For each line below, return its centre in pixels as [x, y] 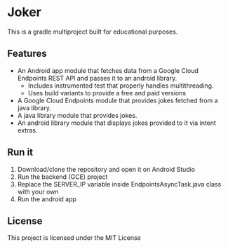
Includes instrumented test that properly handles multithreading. [121, 86]
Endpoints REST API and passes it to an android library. [97, 78]
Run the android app [47, 199]
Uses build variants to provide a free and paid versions [107, 93]
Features [27, 54]
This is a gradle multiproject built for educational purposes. [93, 32]
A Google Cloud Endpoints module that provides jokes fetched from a [118, 100]
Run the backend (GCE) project [62, 177]
